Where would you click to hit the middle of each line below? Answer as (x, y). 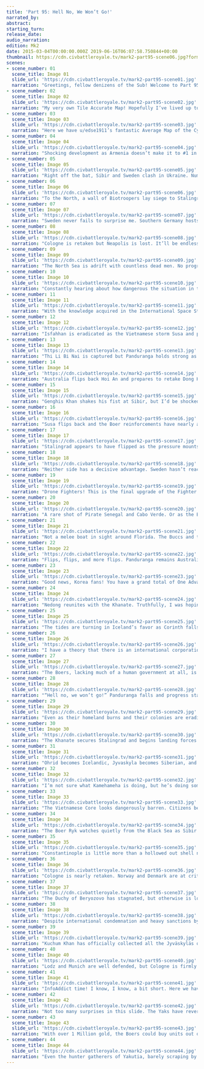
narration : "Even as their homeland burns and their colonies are (97, 718)
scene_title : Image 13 (40, 345)
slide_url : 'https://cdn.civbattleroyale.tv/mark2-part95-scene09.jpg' (104, 261)
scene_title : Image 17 (40, 435)
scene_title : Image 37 (40, 887)
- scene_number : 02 (31, 91)
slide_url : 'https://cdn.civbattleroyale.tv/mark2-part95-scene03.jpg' (104, 125)
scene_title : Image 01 (40, 74)
